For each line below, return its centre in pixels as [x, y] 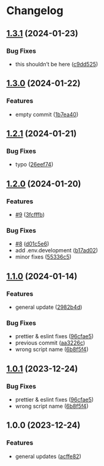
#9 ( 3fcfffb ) [30, 214]
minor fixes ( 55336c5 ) [43, 257]
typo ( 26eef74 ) [34, 165]
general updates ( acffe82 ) [48, 456]
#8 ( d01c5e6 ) [32, 244]
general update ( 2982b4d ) [49, 307]
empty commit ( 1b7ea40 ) [47, 114]
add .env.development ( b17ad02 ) [57, 250]
